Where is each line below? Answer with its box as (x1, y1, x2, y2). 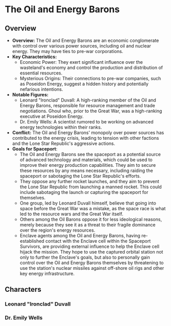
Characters (5, 285, 41, 294)
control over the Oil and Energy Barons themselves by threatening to (19, 260, 164, 266)
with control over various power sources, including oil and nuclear (12, 43, 152, 49)
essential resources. (19, 70, 63, 76)
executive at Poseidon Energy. (19, 113, 84, 119)
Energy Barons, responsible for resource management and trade (19, 103, 155, 108)
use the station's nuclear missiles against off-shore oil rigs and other (19, 265, 164, 271)
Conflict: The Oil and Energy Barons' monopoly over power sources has (12, 130, 164, 136)
